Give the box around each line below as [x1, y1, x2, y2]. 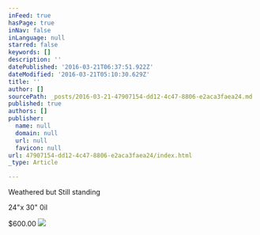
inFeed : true [8, 11, 51, 20]
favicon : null [15, 144, 62, 152]
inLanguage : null [8, 33, 66, 42]
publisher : [8, 115, 44, 123]
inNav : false [8, 26, 51, 34]
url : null [15, 136, 47, 145]
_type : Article [8, 159, 58, 167]
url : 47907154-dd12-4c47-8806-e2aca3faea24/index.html [8, 151, 193, 159]
